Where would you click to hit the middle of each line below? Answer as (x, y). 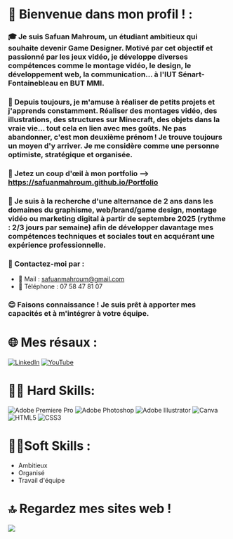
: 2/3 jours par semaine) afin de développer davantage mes (111, 227)
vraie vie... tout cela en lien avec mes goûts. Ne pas (97, 128)
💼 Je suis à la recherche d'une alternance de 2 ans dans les (111, 201)
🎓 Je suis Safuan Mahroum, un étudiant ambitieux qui (103, 36)
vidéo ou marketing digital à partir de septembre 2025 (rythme (117, 218)
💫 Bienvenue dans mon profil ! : (100, 14)
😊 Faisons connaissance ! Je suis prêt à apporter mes (102, 305)
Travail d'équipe (41, 480)
